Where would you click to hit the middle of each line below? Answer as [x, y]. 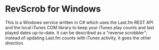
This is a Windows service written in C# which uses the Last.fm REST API [79, 22]
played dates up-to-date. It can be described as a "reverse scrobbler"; [76, 33]
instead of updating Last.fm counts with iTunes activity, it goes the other [78, 38]
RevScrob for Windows [53, 9]
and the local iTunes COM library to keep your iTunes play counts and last [80, 27]
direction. [15, 43]
